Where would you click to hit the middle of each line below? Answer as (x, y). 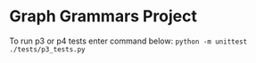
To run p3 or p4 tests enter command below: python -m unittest (128, 41)
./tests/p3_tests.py (48, 49)
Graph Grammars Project (103, 16)
